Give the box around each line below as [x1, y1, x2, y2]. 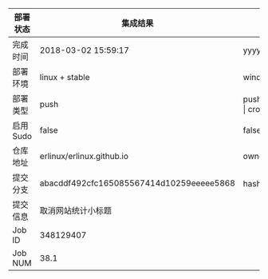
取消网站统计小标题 [39, 205, 112, 216]
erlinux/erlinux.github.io [39, 151, 129, 161]
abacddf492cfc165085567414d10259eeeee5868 [39, 177, 235, 189]
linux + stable [39, 72, 90, 82]
